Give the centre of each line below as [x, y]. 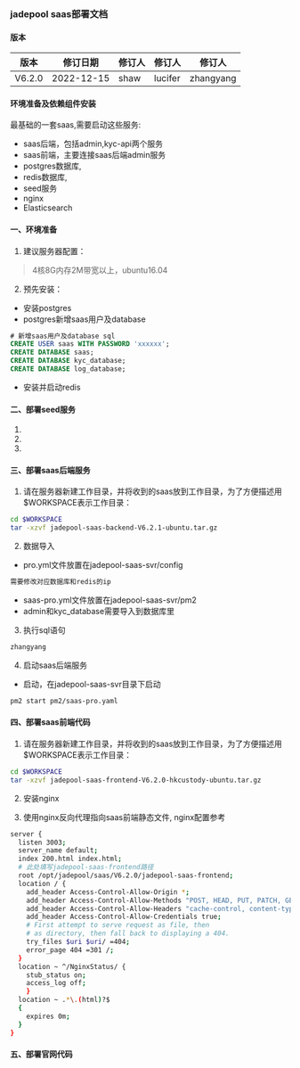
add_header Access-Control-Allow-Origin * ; [108, 892]
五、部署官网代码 [41, 1055]
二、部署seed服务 [43, 409]
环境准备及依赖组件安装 [53, 103]
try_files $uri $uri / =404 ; [78, 942]
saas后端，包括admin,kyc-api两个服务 [93, 144]
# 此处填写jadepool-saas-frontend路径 [86, 867]
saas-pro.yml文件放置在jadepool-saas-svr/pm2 [109, 600]
